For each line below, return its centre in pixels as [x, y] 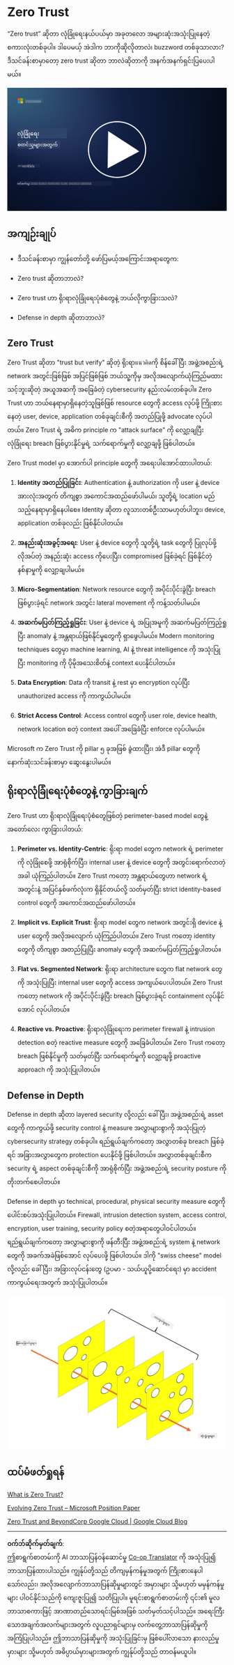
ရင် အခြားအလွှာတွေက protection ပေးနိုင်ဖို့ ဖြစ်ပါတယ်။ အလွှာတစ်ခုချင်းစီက [110, 1155]
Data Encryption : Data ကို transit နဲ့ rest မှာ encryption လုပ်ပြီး [103, 682]
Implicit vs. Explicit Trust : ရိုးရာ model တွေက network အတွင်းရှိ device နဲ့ [120, 922]
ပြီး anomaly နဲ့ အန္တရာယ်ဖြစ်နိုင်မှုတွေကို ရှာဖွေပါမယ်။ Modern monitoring [116, 635]
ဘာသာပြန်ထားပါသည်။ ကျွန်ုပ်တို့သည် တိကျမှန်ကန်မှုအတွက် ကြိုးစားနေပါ [105, 1570]
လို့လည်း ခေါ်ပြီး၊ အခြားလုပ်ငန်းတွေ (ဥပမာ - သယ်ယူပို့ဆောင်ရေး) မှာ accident [112, 1269]
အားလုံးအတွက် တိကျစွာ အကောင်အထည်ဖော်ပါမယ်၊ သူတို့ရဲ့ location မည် [116, 496]
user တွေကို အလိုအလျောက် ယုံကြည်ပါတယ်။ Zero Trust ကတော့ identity [116, 936]
